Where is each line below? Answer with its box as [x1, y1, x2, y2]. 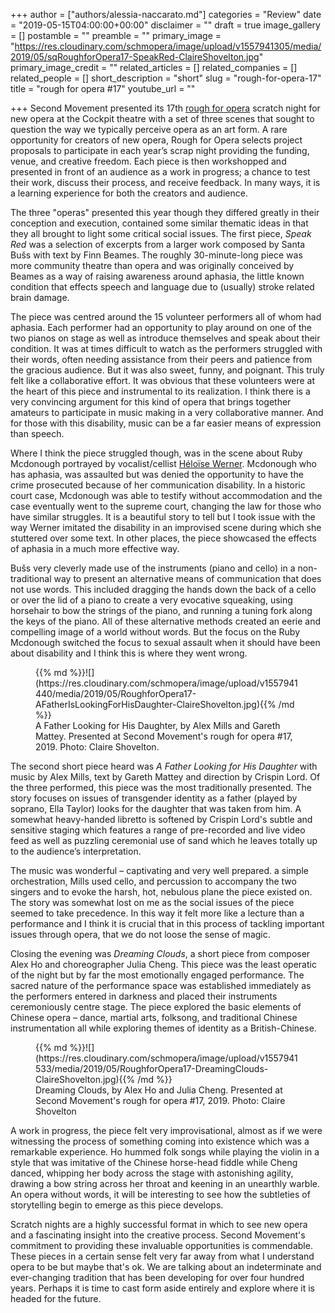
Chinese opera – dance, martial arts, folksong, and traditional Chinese [10, 1012, 298, 1023]
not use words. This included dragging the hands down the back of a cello [10, 584, 317, 595]
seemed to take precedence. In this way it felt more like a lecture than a [10, 907, 305, 919]
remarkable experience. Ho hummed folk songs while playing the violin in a [10, 1146, 320, 1158]
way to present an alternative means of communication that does [53, 573, 322, 584]
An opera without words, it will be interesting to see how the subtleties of [10, 1189, 311, 1200]
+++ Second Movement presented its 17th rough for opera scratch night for [10, 102, 321, 114]
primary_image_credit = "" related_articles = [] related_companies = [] [10, 62, 298, 73]
